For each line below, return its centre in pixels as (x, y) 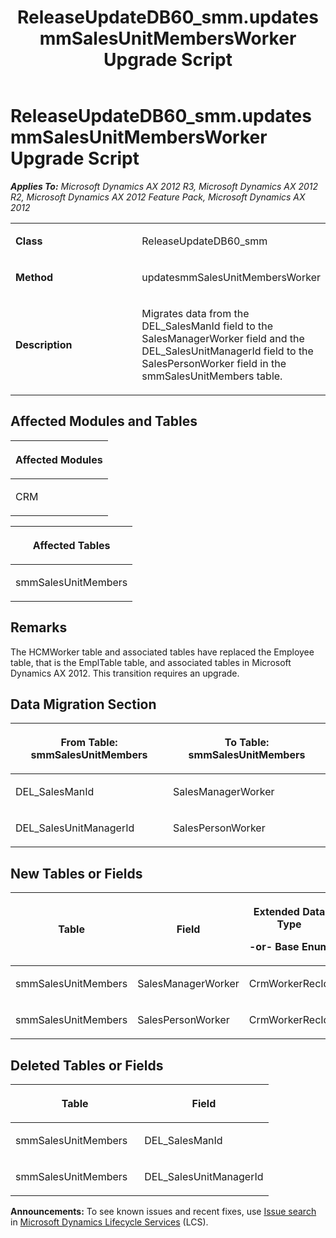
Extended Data (289, 912)
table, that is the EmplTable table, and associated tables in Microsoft (151, 662)
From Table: (89, 743)
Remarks (39, 627)
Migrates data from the (195, 313)
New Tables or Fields (76, 873)
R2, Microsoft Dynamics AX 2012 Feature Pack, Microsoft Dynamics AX (158, 197)
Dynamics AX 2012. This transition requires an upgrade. (125, 673)
